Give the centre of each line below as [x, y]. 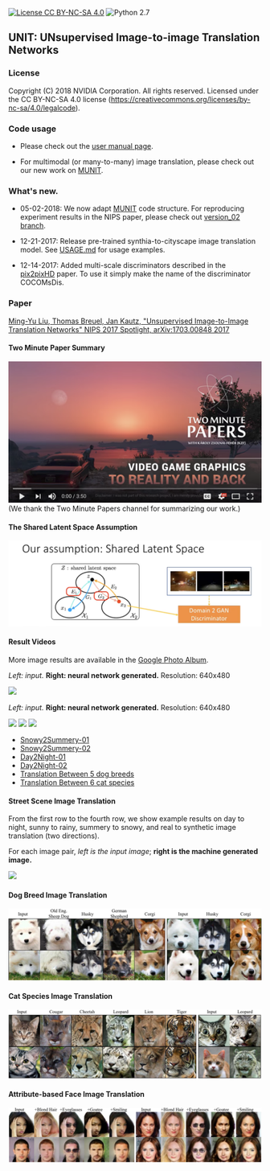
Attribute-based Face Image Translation [76, 1095]
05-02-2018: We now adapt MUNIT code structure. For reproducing [132, 208]
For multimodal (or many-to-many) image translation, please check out [137, 162]
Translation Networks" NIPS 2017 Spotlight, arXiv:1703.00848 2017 [119, 329]
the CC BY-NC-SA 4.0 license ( [59, 99]
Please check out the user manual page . [87, 146]
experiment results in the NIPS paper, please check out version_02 [130, 217]
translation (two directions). [54, 836]
